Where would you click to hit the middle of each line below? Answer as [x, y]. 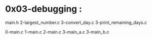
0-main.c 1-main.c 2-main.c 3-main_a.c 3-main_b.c [57, 32]
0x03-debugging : [44, 9]
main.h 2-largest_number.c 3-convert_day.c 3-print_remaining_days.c [76, 22]
